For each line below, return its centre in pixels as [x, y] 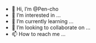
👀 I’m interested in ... [36, 15]
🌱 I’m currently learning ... [42, 21]
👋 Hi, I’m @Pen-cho [35, 9]
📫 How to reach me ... [38, 34]
